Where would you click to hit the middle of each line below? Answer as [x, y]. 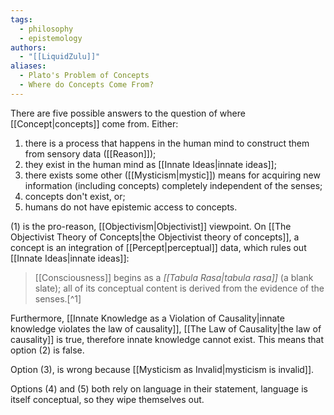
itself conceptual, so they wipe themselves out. [107, 399]
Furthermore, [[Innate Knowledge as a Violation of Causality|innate [147, 318]
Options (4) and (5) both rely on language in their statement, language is [159, 388]
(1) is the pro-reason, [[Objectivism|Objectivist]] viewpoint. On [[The [151, 226]
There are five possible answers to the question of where [128, 113]
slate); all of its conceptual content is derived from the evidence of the [179, 288]
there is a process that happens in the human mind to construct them [167, 143]
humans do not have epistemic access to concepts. [131, 207]
